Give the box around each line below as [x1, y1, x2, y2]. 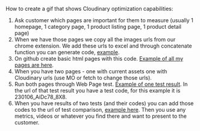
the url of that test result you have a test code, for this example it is [14, 87, 181, 94]
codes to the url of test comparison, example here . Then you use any [14, 106, 186, 113]
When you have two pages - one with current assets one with [14, 68, 167, 75]
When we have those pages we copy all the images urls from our [14, 36, 176, 43]
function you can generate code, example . [14, 49, 120, 56]
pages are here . [14, 61, 54, 69]
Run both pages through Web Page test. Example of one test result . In [14, 81, 188, 88]
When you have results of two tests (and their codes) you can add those [14, 100, 194, 107]
